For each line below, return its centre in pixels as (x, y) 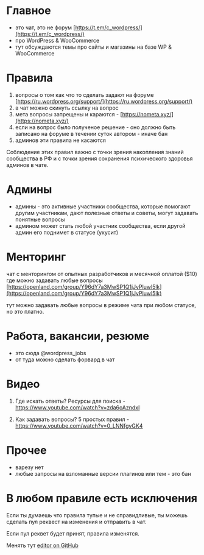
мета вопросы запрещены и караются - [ (69, 114)
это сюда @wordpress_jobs (51, 353)
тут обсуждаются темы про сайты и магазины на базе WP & (93, 47)
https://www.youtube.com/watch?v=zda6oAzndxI (77, 407)
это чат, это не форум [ (45, 27)
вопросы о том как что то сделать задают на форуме (84, 94)
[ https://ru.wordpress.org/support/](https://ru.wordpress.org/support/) (104, 101)
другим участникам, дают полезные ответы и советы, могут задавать (107, 213)
